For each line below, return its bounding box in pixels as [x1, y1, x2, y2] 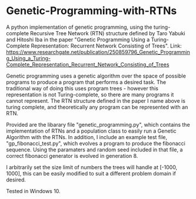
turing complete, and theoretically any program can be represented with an [6, 103, 188, 110]
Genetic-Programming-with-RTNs [6, 4, 177, 18]
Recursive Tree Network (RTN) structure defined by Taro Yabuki [30, 29, 185, 36]
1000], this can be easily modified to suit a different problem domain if [6, 170, 177, 177]
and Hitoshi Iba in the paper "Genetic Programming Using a [6, 36, 150, 43]
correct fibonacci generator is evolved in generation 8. [6, 152, 138, 159]
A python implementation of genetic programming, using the [6, 23, 152, 31]
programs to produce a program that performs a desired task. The [6, 78, 167, 86]
